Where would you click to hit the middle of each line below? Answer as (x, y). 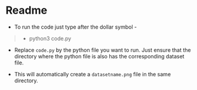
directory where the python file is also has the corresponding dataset (99, 56)
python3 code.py (50, 38)
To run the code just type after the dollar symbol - (76, 27)
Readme (27, 10)
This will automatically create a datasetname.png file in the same (93, 74)
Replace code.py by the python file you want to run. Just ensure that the (103, 50)
